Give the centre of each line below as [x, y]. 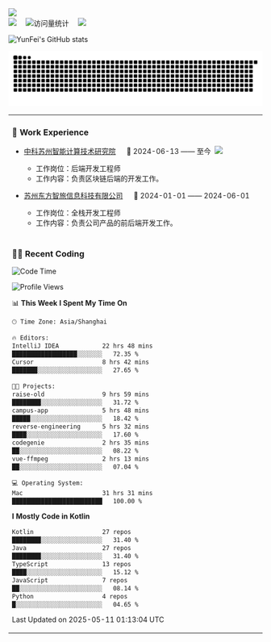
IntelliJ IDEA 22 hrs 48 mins [82, 346]
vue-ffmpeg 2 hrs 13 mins [81, 459]
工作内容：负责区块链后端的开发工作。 [100, 178]
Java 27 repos [71, 548]
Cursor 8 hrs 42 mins [81, 362]
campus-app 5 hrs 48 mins [81, 411]
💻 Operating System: [48, 483]
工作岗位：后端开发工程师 [78, 168]
